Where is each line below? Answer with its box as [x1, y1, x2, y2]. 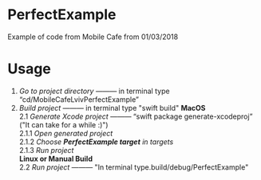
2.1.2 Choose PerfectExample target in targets [18, 137, 174, 147]
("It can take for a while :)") [18, 119, 109, 129]
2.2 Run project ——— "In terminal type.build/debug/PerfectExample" [18, 162, 249, 172]
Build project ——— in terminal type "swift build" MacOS [18, 103, 206, 112]
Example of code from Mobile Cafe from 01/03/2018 [7, 32, 179, 41]
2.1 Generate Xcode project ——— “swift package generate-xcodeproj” [18, 112, 253, 121]
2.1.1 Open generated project [18, 128, 113, 138]
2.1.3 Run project [18, 145, 74, 155]
